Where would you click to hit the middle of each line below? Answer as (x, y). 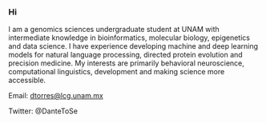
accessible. (27, 80)
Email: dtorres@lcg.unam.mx (56, 96)
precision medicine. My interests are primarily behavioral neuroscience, (126, 63)
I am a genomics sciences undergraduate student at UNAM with (114, 30)
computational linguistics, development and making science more (117, 72)
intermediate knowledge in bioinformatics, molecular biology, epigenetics (129, 38)
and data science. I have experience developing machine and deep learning (133, 46)
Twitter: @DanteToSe (43, 111)
